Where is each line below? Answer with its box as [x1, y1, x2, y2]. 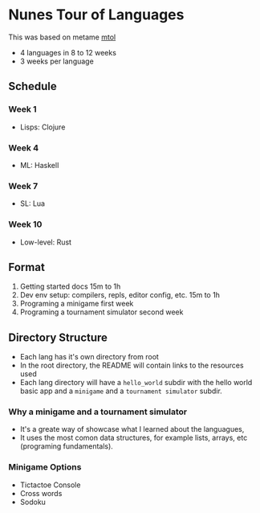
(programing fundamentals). [19, 441, 114, 451]
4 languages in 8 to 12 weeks [19, 47, 116, 57]
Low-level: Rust [19, 237, 72, 247]
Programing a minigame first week [19, 299, 134, 309]
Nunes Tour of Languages [8, 6, 185, 24]
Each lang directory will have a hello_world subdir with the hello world [19, 378, 253, 388]
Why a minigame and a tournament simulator [8, 406, 187, 417]
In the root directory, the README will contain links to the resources [19, 360, 244, 371]
